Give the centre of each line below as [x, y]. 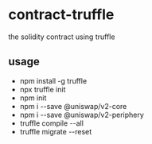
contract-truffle [61, 15]
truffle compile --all [51, 123]
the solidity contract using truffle [62, 37]
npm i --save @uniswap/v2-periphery [82, 115]
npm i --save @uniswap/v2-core [73, 106]
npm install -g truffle [53, 80]
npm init [33, 98]
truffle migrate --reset [56, 131]
